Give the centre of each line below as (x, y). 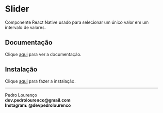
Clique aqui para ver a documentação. (43, 54)
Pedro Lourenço (21, 95)
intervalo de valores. (25, 27)
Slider (17, 9)
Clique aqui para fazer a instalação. (41, 81)
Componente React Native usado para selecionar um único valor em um (77, 22)
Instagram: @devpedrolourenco (38, 105)
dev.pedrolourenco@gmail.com (38, 100)
